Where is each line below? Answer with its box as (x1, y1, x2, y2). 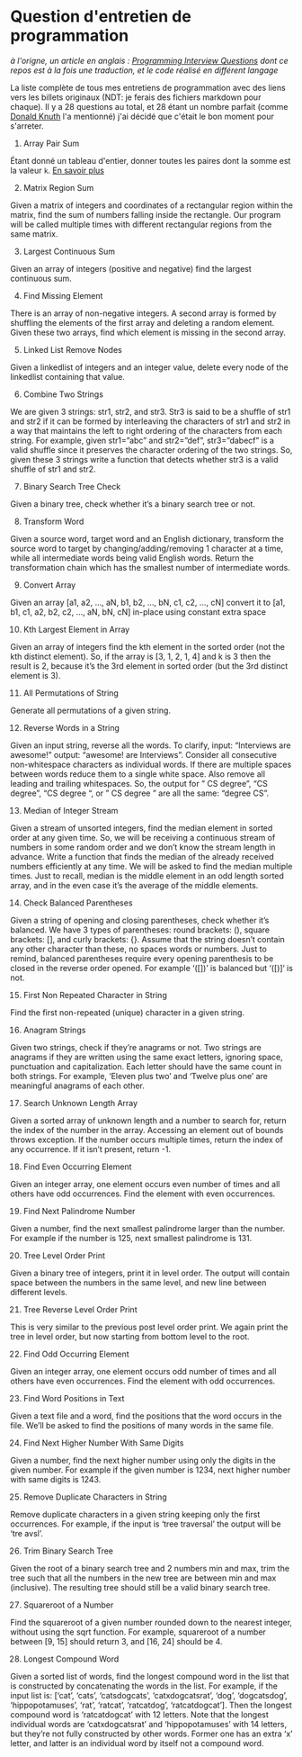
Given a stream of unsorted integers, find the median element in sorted (10, 822, 273, 833)
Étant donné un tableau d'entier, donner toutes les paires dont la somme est (10, 155, 291, 166)
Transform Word (22, 516, 84, 527)
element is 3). (10, 670, 61, 680)
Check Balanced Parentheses (22, 897, 133, 908)
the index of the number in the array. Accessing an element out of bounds (10, 1124, 284, 1135)
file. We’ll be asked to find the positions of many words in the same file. (10, 1419, 274, 1430)
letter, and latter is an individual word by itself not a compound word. (10, 1737, 264, 1748)
